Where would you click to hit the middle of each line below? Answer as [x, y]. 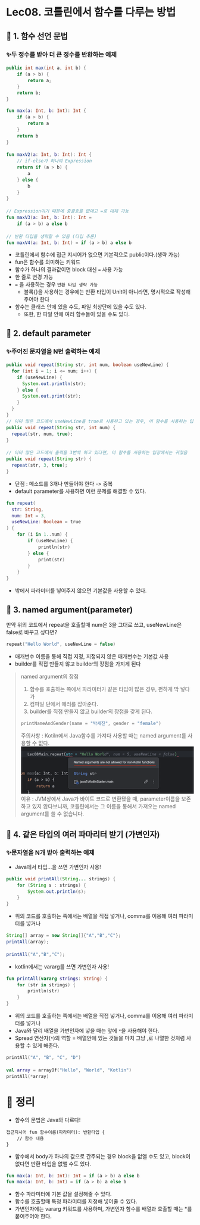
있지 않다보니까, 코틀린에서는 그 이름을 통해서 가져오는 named [104, 807]
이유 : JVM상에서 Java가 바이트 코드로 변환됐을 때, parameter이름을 [100, 799]
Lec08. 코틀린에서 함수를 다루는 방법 [91, 12]
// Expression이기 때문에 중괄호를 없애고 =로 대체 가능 [68, 211]
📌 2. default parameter [49, 333]
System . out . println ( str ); [54, 384]
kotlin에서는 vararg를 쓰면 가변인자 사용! [62, 966]
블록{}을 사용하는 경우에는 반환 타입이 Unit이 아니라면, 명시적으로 [99, 292]
